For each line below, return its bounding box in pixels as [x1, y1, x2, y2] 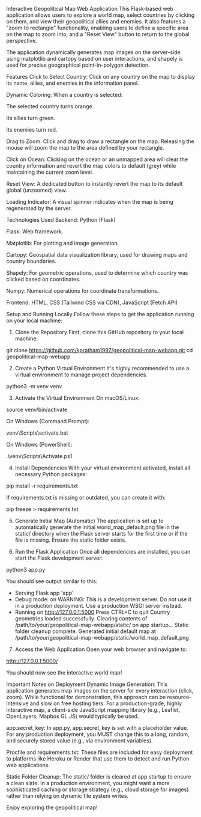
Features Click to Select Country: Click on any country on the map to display [6, 73, 195, 80]
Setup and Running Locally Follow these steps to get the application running [6, 311, 194, 317]
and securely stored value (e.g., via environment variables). [6, 737, 153, 744]
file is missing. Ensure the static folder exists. [14, 536, 127, 543]
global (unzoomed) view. [6, 186, 67, 194]
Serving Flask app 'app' [14, 589, 74, 596]
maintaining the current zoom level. [6, 168, 94, 176]
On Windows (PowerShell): [6, 441, 73, 448]
